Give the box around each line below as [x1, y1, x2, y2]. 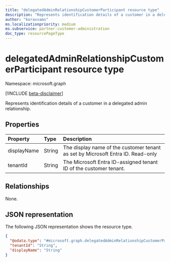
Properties [5, 120, 39, 129]
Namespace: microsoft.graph [5, 80, 66, 86]
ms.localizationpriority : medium [5, 21, 76, 27]
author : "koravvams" [5, 17, 49, 22]
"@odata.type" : [10, 238, 42, 244]
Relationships [5, 182, 50, 191]
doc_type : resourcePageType [5, 31, 65, 36]
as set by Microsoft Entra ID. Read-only [63, 150, 157, 157]
